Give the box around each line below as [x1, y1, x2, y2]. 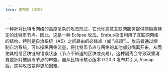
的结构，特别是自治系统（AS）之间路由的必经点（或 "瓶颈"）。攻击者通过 [5, 38, 154, 44]
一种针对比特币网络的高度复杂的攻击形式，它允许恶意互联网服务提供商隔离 [5, 26, 158, 32]
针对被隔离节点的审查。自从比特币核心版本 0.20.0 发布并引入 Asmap [13, 56, 154, 62]
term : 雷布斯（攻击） [5, 7, 45, 12]
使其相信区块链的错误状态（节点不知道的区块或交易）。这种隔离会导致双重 [5, 50, 156, 56]
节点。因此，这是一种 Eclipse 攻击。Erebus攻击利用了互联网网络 [26, 32, 159, 37]
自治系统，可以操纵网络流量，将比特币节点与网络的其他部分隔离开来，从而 [9, 44, 162, 50]
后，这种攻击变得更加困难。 [5, 63, 62, 69]
